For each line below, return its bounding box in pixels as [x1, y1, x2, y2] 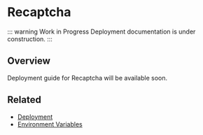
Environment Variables [17, 120, 83, 128]
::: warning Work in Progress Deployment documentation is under [7, 27, 196, 36]
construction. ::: [7, 34, 52, 43]
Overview [7, 55, 51, 67]
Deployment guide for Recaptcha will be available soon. [7, 73, 168, 82]
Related [7, 94, 42, 106]
